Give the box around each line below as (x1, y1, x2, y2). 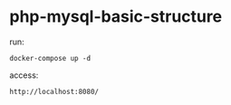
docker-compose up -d (9, 53, 91, 62)
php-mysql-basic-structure (9, 6, 223, 27)
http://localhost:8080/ (9, 87, 100, 96)
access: (9, 70, 39, 81)
